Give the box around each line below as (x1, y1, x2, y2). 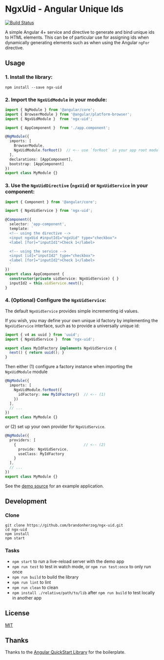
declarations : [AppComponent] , (9, 157, 73, 162)
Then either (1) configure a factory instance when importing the (5, 364, 133, 370)
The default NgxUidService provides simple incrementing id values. (5, 308, 139, 314)
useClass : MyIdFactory (18, 451, 64, 457)
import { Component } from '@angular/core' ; (5, 200, 97, 204)
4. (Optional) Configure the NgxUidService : (5, 297, 106, 304)
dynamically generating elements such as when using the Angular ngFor (5, 39, 150, 45)
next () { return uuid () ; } (9, 350, 64, 355)
